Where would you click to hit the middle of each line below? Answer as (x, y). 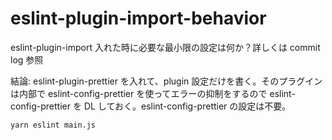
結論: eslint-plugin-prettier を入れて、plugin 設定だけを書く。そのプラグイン (166, 81)
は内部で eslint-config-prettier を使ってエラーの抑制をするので (139, 93)
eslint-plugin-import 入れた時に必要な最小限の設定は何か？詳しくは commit (165, 47)
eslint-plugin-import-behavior (138, 18)
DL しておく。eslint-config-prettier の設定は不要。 (187, 106)
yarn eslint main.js (53, 125)
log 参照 (27, 59)
